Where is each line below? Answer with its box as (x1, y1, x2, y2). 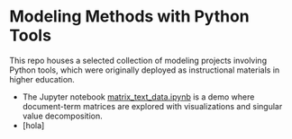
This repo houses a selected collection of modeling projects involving (9, 55, 268, 65)
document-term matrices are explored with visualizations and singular (22, 100, 283, 111)
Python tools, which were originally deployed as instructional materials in (9, 65, 280, 75)
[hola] (22, 119, 45, 131)
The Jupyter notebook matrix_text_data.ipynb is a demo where (22, 91, 255, 102)
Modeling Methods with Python (9, 6, 250, 27)
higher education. (9, 74, 75, 84)
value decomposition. (22, 110, 104, 121)
